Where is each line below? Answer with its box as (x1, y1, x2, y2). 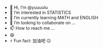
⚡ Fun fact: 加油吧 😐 (9, 38, 51, 43)
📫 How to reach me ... (9, 25, 55, 31)
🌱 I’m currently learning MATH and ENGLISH (9, 15, 99, 20)
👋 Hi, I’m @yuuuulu (9, 5, 48, 10)
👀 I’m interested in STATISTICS (9, 10, 71, 15)
